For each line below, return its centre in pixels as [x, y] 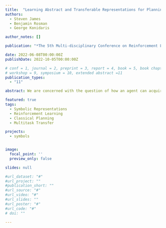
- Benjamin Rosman [29, 23]
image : [12, 150]
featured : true [21, 100]
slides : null [19, 168]
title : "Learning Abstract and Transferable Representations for [75, 10]
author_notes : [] [23, 37]
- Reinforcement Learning [36, 114]
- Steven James [25, 19]
